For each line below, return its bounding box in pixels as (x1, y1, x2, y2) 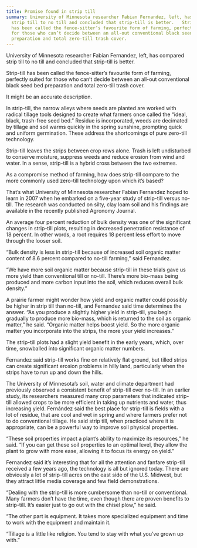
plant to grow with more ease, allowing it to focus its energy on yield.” (6, 448, 175, 454)
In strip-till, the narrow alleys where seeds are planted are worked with (6, 105, 177, 111)
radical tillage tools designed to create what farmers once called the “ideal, (6, 111, 188, 118)
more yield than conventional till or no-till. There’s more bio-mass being (6, 273, 179, 279)
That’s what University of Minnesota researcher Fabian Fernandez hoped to (6, 189, 189, 195)
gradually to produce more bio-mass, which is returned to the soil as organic (6, 315, 191, 322)
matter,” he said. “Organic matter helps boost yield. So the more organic (6, 321, 180, 328)
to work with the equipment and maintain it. (6, 519, 111, 526)
